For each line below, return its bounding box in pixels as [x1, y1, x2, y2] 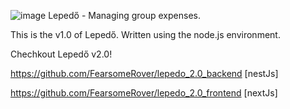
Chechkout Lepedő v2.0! [10, 48, 113, 60]
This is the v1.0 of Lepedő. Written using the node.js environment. [10, 29, 281, 40]
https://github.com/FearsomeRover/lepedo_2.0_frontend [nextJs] [10, 87, 278, 99]
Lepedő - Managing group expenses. [48, 10, 201, 21]
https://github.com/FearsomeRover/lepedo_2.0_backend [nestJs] [10, 68, 279, 79]
